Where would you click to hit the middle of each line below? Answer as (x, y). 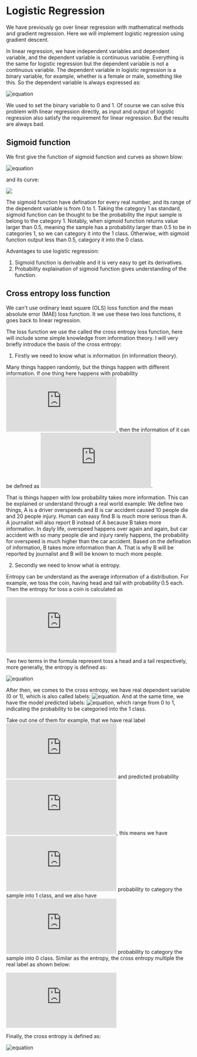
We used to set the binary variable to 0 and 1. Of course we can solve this (95, 105)
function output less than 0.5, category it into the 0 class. (75, 239)
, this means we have (142, 833)
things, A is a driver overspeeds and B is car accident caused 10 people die (97, 510)
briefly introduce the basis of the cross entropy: (64, 344)
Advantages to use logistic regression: (53, 251)
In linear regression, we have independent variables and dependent (88, 51)
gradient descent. (27, 39)
